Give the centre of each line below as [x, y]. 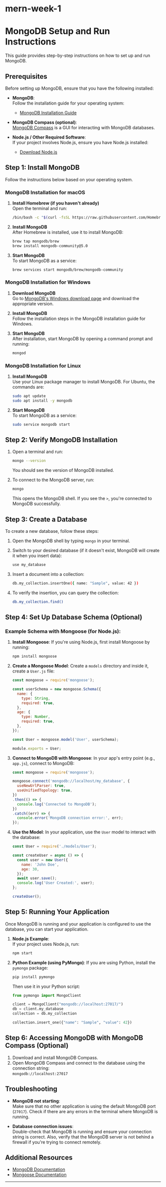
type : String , [36, 698]
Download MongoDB [34, 293]
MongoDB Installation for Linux [43, 365]
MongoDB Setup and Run [58, 31]
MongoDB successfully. [36, 504]
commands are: [28, 387]
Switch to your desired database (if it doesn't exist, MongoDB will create [86, 551]
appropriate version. [33, 304]
